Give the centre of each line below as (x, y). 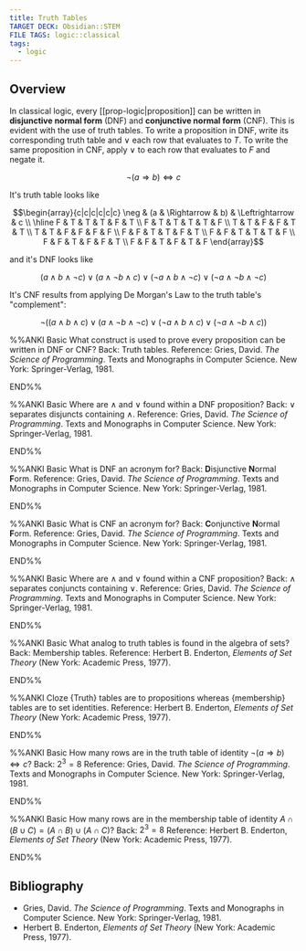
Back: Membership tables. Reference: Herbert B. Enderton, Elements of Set (151, 652)
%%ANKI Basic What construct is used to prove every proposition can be (148, 340)
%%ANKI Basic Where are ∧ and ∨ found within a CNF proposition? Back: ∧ (153, 578)
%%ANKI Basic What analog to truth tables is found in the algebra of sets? (150, 643)
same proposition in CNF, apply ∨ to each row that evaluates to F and (140, 149)
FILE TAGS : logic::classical (65, 35)
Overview (38, 89)
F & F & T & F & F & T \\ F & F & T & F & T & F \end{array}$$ (153, 241)
